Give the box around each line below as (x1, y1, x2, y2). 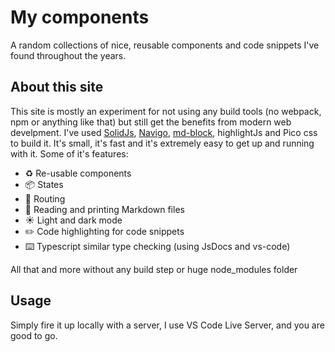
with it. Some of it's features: (10, 147, 129, 160)
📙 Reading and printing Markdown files (24, 203, 185, 215)
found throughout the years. (10, 49, 127, 61)
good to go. (10, 329, 58, 341)
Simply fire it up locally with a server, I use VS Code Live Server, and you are (10, 319, 325, 331)
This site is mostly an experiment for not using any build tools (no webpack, (10, 105, 322, 117)
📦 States (24, 178, 64, 190)
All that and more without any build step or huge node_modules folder (10, 263, 298, 275)
